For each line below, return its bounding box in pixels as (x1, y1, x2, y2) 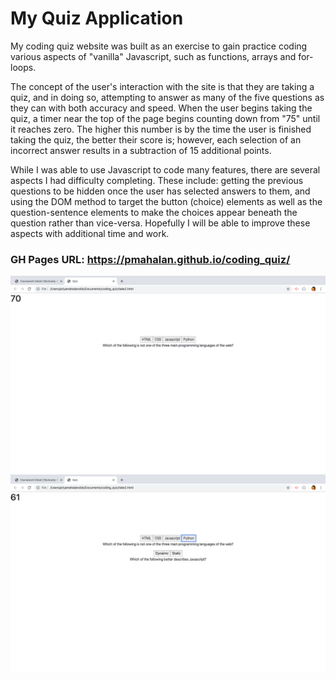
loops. (10, 61, 37, 73)
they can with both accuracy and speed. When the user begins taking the (10, 102, 313, 114)
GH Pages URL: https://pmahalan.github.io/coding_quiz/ (10, 252, 291, 266)
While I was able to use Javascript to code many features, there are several (10, 163, 321, 176)
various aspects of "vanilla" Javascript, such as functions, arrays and (10, 50, 297, 62)
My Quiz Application (10, 7, 184, 30)
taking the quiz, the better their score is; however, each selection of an (10, 133, 302, 146)
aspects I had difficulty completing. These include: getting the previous (10, 174, 304, 186)
